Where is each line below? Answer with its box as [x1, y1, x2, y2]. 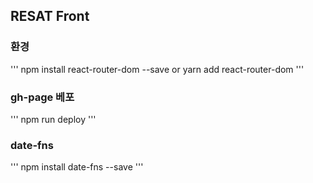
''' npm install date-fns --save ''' [10, 161, 144, 173]
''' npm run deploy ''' [10, 113, 97, 125]
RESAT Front [10, 8, 90, 25]
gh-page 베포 [10, 90, 75, 104]
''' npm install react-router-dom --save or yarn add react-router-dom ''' [10, 63, 305, 75]
